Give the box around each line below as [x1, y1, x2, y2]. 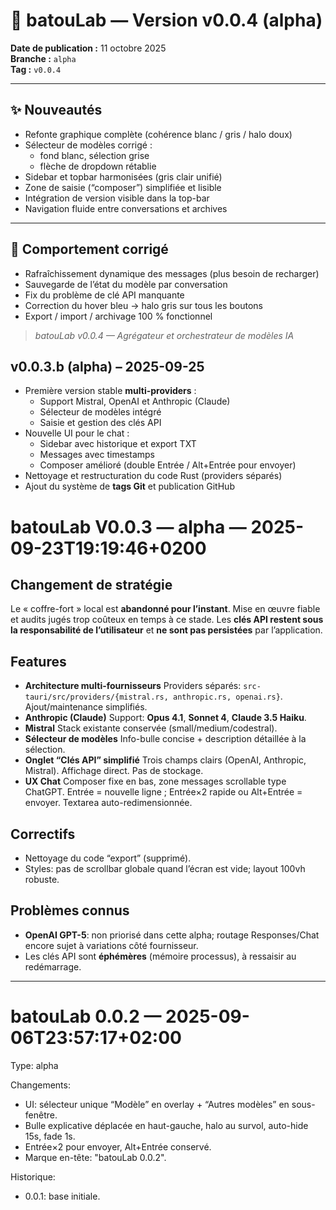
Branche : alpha [10, 52, 77, 64]
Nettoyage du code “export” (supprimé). [24, 852, 192, 864]
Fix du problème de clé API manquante [24, 289, 185, 301]
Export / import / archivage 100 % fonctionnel [24, 310, 213, 322]
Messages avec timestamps [39, 449, 155, 461]
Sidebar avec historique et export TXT [39, 438, 197, 450]
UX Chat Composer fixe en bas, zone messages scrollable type [24, 775, 287, 788]
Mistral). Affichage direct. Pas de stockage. [24, 765, 204, 777]
